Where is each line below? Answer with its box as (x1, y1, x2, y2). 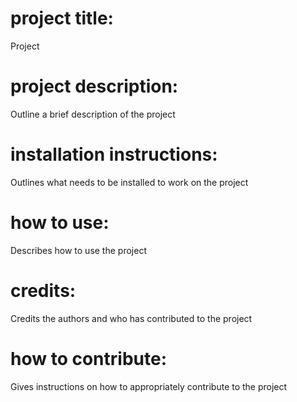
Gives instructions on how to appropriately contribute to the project (10, 380, 288, 392)
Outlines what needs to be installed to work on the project (10, 176, 249, 188)
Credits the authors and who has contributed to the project (10, 312, 253, 324)
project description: (10, 75, 179, 98)
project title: (10, 7, 114, 30)
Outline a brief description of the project (10, 108, 176, 120)
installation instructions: (10, 143, 218, 166)
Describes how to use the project (10, 244, 147, 256)
